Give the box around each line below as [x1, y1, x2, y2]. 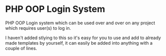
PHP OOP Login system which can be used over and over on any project [5, 20, 155, 26]
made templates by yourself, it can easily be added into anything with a [5, 40, 153, 46]
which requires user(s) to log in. [5, 25, 71, 31]
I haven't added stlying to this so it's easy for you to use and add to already [5, 35, 161, 41]
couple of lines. [5, 45, 37, 51]
